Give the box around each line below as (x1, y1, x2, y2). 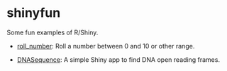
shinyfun (6, 5, 61, 21)
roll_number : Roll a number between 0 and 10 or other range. (16, 41, 195, 50)
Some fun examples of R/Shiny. (6, 28, 99, 37)
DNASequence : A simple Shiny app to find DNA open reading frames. (16, 55, 221, 64)
